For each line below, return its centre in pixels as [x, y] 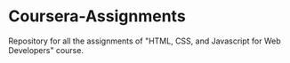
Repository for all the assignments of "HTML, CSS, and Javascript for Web [145, 41]
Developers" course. [46, 50]
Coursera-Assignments [97, 16]
